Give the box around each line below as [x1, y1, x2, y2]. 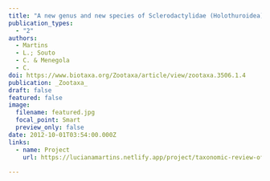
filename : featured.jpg [15, 109, 95, 117]
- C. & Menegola [15, 57, 70, 65]
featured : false [8, 94, 63, 102]
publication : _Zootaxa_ [8, 78, 88, 86]
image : [8, 101, 31, 109]
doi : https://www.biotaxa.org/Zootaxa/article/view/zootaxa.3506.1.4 [8, 71, 247, 79]
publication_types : [8, 19, 74, 27]
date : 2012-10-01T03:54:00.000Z [8, 131, 117, 139]
